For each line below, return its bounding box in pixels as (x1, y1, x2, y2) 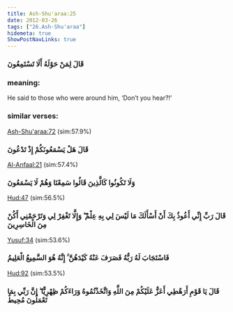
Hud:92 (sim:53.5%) (7, 269, 66, 277)
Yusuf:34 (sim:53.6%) (7, 235, 70, 244)
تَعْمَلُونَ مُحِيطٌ (7, 295, 47, 304)
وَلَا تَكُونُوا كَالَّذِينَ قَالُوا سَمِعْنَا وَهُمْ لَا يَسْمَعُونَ (7, 177, 135, 187)
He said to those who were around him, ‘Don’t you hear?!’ (7, 94, 172, 102)
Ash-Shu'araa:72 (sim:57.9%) (7, 127, 92, 135)
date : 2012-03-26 (7, 17, 58, 24)
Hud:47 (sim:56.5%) (7, 193, 65, 202)
